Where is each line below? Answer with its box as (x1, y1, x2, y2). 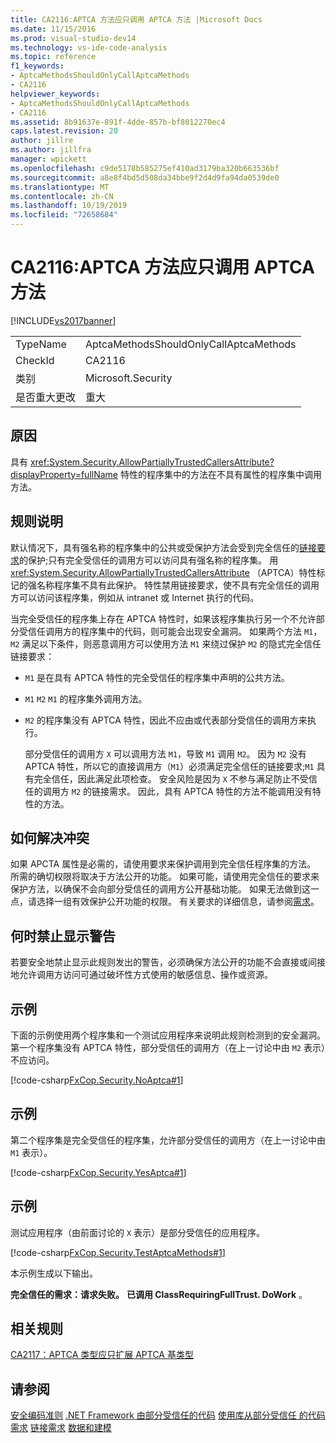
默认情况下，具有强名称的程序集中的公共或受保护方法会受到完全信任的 (10, 541, 300, 553)
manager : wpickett (10, 154, 87, 164)
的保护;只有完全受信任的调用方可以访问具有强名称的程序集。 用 (19, 554, 279, 566)
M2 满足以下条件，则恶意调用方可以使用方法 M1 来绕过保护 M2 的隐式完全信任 (10, 637, 322, 650)
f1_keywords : (10, 61, 65, 71)
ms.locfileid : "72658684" (10, 210, 118, 220)
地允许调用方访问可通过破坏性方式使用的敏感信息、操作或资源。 (10, 969, 273, 981)
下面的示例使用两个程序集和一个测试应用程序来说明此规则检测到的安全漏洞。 (10, 1029, 326, 1041)
